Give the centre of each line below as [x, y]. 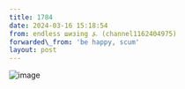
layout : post [33, 50]
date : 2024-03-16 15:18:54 [59, 26]
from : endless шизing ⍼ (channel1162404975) [93, 33]
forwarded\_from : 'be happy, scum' [74, 42]
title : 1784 [31, 17]
